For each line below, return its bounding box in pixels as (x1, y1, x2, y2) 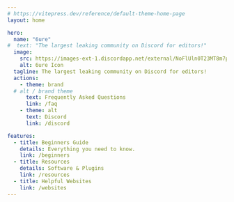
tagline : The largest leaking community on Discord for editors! (13, 68, 208, 75)
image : (13, 49, 33, 56)
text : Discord (25, 114, 68, 121)
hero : (7, 29, 23, 36)
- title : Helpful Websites (13, 178, 92, 185)
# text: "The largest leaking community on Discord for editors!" (7, 42, 208, 49)
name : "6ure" (13, 36, 52, 42)
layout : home (7, 17, 45, 24)
